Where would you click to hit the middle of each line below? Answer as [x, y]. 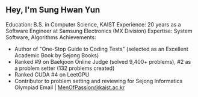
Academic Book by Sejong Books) [57, 55]
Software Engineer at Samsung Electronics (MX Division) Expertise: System [99, 31]
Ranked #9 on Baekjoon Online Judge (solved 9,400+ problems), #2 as [103, 61]
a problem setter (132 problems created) [64, 68]
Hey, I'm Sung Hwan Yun [53, 10]
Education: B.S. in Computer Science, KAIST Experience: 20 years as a [93, 24]
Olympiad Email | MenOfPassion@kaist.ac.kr [70, 87]
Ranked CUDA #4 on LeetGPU [52, 74]
